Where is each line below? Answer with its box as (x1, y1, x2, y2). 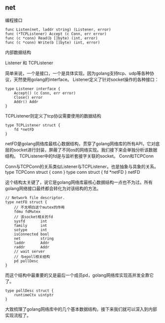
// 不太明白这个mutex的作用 (14, 204, 65, 210)
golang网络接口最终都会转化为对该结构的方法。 (5, 185, 101, 191)
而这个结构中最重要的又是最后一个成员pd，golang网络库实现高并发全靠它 (5, 272, 154, 278)
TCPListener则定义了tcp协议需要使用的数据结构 (5, 113, 101, 119)
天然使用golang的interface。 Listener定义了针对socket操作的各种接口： (13, 76, 159, 82)
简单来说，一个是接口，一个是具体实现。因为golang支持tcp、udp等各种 (5, 70, 150, 76)
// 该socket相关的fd (14, 214, 53, 219)
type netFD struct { (5, 200, 48, 204)
